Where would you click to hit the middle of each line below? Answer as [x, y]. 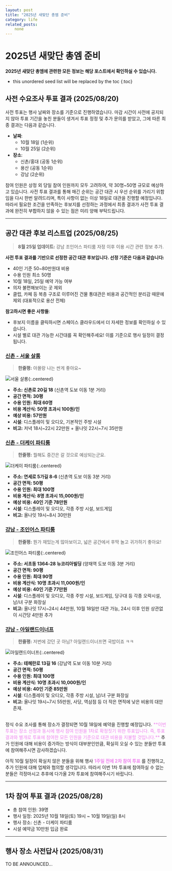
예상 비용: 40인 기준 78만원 [40, 502]
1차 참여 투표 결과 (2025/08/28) [54, 796]
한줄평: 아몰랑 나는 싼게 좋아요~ [49, 368]
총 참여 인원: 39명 [30, 810]
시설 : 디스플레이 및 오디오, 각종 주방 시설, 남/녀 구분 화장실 [71, 695]
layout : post [19, 10]
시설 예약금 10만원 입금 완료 [40, 828]
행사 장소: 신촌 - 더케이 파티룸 [42, 822]
